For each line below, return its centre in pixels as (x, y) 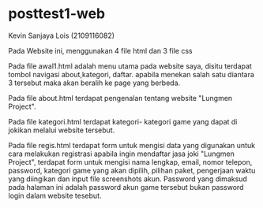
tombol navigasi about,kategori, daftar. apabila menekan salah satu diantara (131, 74)
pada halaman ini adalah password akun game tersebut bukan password (126, 187)
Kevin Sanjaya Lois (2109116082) (62, 35)
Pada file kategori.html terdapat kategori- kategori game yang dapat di (123, 121)
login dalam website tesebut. (55, 195)
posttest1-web (56, 14)
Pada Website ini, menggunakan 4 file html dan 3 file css (100, 50)
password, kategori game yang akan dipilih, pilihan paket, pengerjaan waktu (132, 170)
